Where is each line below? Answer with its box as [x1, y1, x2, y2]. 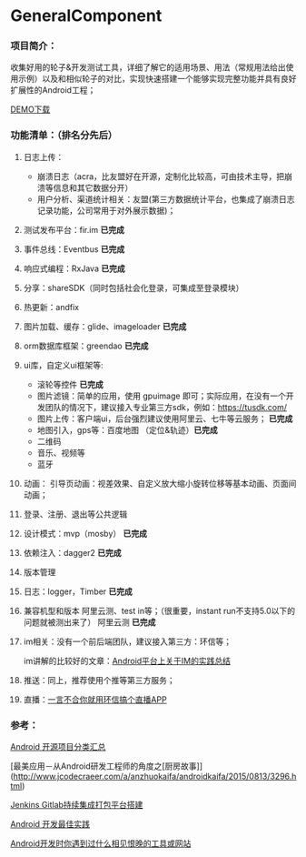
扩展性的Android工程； [10, 85, 96, 96]
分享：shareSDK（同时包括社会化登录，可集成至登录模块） [23, 282, 244, 293]
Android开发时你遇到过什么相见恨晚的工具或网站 [10, 838, 192, 849]
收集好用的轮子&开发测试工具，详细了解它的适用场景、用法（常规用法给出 [10, 62, 287, 73]
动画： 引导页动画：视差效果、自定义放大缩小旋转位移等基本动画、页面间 [23, 478, 297, 489]
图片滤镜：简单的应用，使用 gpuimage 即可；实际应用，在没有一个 [36, 390, 287, 401]
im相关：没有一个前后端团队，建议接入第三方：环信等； [23, 636, 232, 647]
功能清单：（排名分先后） [10, 129, 118, 142]
